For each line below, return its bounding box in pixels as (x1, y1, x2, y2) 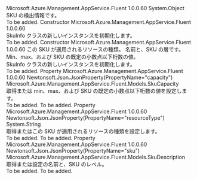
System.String (6, 121, 41, 128)
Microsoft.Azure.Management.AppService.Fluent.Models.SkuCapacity (6, 80, 179, 87)
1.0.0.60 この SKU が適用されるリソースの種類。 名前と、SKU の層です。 (6, 46, 184, 53)
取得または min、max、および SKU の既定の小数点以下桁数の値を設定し (6, 87, 182, 94)
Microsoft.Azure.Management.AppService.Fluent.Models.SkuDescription (6, 154, 186, 160)
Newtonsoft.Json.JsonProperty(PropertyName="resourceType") (6, 114, 165, 121)
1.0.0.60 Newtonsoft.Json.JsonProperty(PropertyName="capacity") (6, 74, 173, 81)
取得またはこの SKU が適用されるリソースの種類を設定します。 (6, 128, 161, 135)
